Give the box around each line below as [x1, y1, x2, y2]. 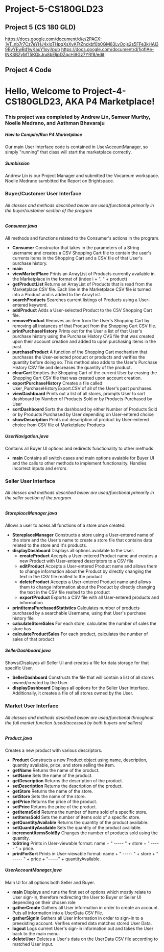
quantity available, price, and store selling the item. [12, 762, 115, 768]
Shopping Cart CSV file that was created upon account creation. [12, 375, 142, 381]
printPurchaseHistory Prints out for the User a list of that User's [12, 328, 142, 334]
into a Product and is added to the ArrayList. [12, 291, 101, 297]
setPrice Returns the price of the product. [12, 803, 97, 810]
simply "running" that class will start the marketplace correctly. [5, 149, 132, 155]
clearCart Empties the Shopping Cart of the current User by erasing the [12, 369, 157, 376]
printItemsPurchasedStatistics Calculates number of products [12, 605, 140, 611]
